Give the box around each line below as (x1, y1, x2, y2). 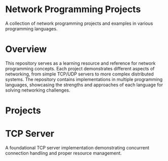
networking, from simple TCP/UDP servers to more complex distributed (5, 71, 154, 77)
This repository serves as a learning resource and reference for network (5, 60, 156, 66)
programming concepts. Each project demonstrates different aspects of (5, 65, 155, 71)
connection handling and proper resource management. (5, 150, 122, 156)
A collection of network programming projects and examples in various (5, 20, 153, 26)
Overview (5, 44, 47, 55)
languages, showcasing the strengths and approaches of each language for (5, 82, 163, 88)
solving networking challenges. (5, 87, 70, 93)
